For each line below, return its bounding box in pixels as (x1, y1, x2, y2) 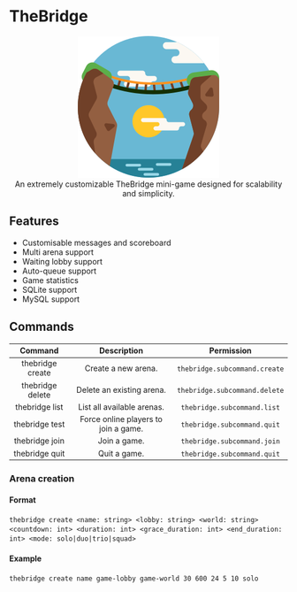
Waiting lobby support (21, 256, 103, 266)
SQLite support (21, 284, 78, 295)
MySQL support (21, 294, 80, 304)
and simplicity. (122, 188, 175, 198)
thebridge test (13, 419, 65, 429)
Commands (9, 319, 75, 334)
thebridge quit (13, 448, 65, 458)
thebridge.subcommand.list (180, 403, 280, 412)
